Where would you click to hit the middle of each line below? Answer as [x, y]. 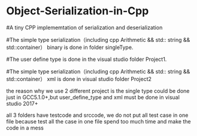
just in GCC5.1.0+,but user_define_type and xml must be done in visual [93, 97]
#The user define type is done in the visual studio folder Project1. [87, 59]
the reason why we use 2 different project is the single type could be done [98, 91]
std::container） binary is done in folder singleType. [70, 47]
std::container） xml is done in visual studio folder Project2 [79, 79]
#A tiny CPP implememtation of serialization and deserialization [84, 27]
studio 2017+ [22, 103]
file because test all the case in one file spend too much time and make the [99, 121]
